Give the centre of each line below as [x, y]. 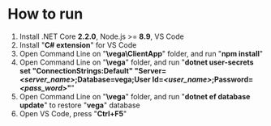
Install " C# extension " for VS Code [78, 44]
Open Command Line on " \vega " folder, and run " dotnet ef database [135, 96]
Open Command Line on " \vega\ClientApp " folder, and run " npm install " [141, 53]
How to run [45, 14]
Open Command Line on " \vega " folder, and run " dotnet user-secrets [136, 62]
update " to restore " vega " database [80, 105]
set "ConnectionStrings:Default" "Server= [93, 70]
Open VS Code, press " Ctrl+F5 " [73, 113]
